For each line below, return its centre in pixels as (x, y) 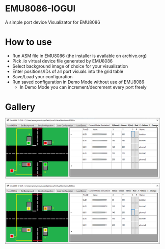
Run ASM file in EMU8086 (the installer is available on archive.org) (80, 56)
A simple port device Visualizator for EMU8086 (53, 22)
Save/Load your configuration (42, 76)
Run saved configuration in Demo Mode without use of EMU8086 (78, 82)
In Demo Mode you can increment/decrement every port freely (83, 87)
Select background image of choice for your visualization (70, 66)
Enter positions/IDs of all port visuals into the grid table (68, 71)
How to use (28, 42)
